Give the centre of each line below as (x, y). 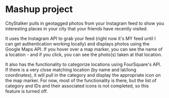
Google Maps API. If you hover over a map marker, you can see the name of (84, 49)
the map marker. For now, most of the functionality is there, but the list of (81, 80)
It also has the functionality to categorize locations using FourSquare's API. (83, 64)
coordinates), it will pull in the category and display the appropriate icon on (83, 75)
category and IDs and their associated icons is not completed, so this (77, 86)
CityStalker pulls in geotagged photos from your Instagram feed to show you (85, 23)
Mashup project (39, 9)
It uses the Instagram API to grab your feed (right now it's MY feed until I (80, 38)
